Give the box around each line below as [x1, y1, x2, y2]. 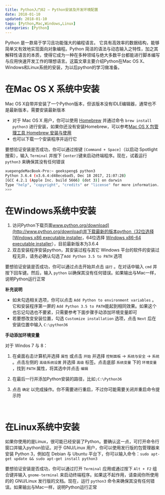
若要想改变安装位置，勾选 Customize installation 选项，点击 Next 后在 [12, 315, 156, 321]
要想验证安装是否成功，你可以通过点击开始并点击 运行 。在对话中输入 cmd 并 [5, 264, 158, 269]
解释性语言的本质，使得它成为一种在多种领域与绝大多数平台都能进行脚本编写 [5, 52, 160, 58]
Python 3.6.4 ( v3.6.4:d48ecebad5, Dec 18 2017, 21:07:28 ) [5, 173, 126, 178]
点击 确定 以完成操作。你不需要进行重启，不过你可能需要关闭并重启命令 [12, 386, 156, 392]
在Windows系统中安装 [5, 205, 96, 216]
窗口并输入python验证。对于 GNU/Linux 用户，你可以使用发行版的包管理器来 [5, 445, 160, 451]
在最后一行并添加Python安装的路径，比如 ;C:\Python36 [12, 376, 122, 382]
